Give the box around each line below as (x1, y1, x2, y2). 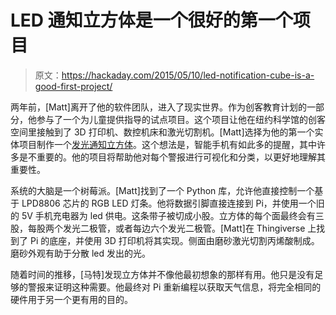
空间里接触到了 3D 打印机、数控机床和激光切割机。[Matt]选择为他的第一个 (10, 126, 315, 138)
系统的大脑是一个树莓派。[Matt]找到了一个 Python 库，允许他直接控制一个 (10, 184, 315, 196)
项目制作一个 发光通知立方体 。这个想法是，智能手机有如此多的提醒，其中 (18, 138, 317, 150)
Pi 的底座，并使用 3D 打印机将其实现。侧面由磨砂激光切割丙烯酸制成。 (29, 234, 320, 246)
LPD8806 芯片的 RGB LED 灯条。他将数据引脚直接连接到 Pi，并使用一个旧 (21, 197, 325, 209)
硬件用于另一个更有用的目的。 (10, 293, 133, 305)
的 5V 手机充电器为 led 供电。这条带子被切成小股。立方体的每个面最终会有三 (10, 209, 325, 221)
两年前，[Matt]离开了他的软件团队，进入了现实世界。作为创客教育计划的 (10, 101, 307, 113)
